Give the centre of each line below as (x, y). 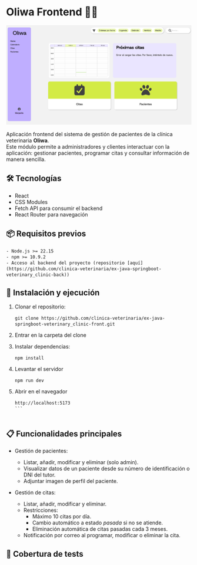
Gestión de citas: (35, 492)
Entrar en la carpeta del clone (50, 335)
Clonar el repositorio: (40, 307)
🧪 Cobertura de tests (45, 554)
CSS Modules (31, 202)
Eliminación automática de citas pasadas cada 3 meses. (100, 529)
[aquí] (135, 263)
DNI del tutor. (39, 475)
